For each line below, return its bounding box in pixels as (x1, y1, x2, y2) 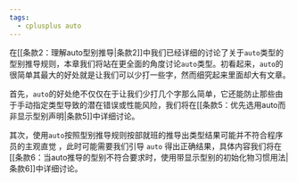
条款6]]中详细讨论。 (9, 162, 83, 174)
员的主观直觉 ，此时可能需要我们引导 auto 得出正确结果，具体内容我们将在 (9, 140, 283, 152)
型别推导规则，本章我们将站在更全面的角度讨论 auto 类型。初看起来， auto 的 (9, 58, 284, 69)
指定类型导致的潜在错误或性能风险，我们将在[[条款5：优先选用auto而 (32, 99, 286, 110)
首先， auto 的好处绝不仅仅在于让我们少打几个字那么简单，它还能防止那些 (9, 88, 276, 99)
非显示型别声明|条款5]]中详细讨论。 (9, 111, 140, 121)
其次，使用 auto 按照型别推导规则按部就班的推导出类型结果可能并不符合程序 (9, 129, 284, 140)
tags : (9, 12, 29, 22)
